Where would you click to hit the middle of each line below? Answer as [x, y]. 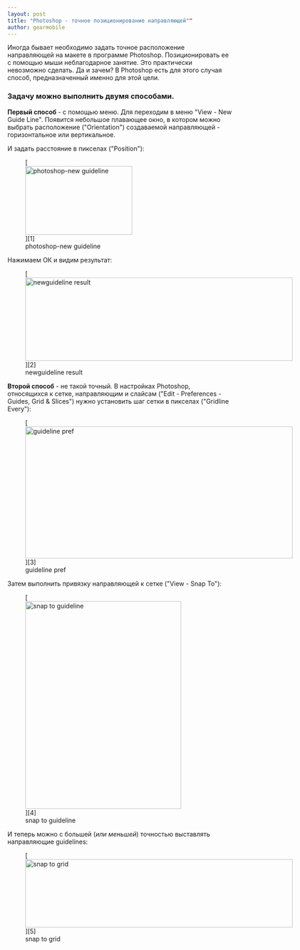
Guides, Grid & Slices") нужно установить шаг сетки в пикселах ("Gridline [118, 401]
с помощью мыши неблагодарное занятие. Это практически [100, 63]
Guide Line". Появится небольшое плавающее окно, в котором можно [114, 119]
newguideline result [54, 372]
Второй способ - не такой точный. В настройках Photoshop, [99, 386]
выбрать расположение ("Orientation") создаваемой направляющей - [114, 127]
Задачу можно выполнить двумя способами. [91, 96]
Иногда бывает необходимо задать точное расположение [96, 48]
